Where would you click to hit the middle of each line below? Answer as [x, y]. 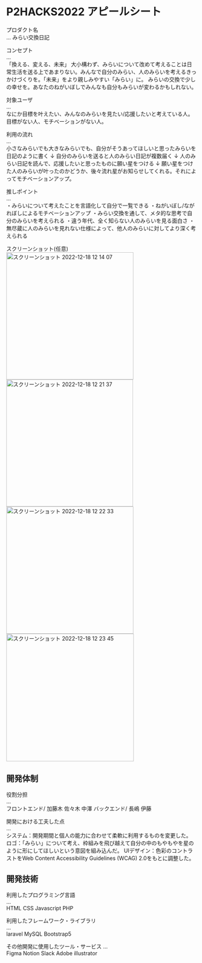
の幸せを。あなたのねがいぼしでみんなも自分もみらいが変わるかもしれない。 [102, 87]
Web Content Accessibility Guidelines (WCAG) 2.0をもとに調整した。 [108, 858]
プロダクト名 [22, 30]
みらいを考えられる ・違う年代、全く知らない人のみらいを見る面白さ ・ [106, 221]
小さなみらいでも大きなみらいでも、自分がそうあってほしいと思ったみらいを [101, 148]
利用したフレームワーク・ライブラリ [51, 921]
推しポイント [22, 192]
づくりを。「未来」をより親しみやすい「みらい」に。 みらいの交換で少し [106, 79]
